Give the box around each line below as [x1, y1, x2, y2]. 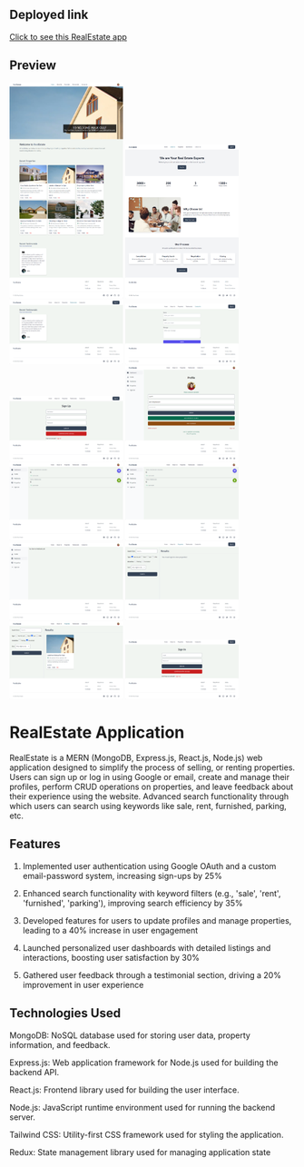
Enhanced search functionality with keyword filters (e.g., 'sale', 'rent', [22, 887, 281, 898]
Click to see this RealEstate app [9, 31, 127, 42]
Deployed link [9, 7, 89, 23]
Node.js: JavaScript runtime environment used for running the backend [9, 1102, 276, 1113]
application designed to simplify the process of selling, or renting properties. [9, 762, 296, 773]
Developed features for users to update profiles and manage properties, [22, 915, 292, 925]
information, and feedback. [9, 1039, 111, 1050]
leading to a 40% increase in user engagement [22, 925, 199, 935]
